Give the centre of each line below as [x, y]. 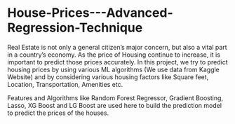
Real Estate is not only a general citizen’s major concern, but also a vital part [117, 47]
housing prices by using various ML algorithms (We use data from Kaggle [113, 69]
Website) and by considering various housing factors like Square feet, [108, 77]
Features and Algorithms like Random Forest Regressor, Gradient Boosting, [115, 98]
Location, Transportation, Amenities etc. [65, 84]
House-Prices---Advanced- [90, 13]
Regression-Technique [75, 28]
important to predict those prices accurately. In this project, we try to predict [117, 62]
